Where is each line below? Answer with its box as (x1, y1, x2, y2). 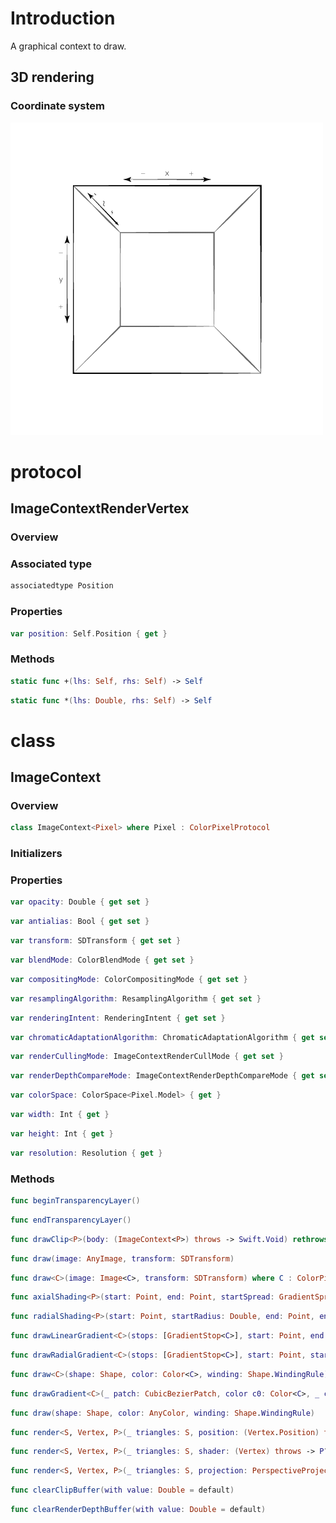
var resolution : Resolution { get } (10, 1148, 163, 1158)
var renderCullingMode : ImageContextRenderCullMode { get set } (10, 1052, 284, 1062)
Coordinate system (10, 99, 105, 113)
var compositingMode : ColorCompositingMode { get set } (10, 974, 248, 984)
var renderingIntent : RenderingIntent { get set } (10, 1013, 226, 1023)
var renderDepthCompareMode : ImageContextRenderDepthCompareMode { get (10, 1071, 315, 1081)
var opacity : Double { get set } (10, 897, 150, 907)
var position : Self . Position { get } (10, 628, 168, 639)
